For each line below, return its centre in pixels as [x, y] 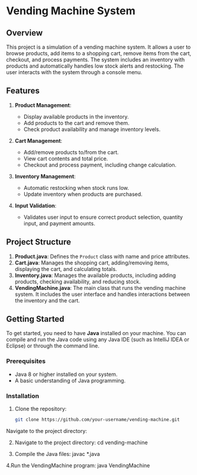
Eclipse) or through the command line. [53, 346]
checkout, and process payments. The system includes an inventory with [96, 60]
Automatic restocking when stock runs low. [76, 187]
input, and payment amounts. [59, 223]
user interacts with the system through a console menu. [74, 72]
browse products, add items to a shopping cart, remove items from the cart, [99, 53]
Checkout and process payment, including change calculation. [100, 165]
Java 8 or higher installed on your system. [66, 374]
